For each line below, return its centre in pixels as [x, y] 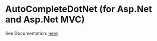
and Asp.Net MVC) [45, 20]
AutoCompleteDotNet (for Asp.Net [78, 9]
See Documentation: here [32, 33]
